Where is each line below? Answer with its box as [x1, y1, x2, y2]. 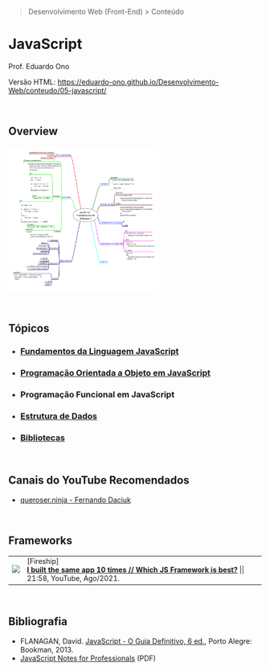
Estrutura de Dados [19, 410, 98, 422]
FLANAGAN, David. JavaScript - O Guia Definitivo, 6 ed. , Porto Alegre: [19, 636, 252, 646]
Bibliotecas [19, 432, 66, 443]
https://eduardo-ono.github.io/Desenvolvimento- [57, 76, 219, 87]
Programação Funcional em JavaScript [19, 389, 175, 400]
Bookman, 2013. [19, 644, 74, 654]
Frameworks [8, 534, 73, 548]
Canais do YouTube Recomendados [8, 474, 190, 488]
